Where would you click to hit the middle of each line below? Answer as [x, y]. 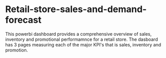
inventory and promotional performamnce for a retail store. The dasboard [82, 39]
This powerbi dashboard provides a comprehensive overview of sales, [78, 34]
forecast [24, 20]
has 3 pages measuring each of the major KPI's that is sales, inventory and [83, 44]
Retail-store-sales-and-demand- [76, 9]
